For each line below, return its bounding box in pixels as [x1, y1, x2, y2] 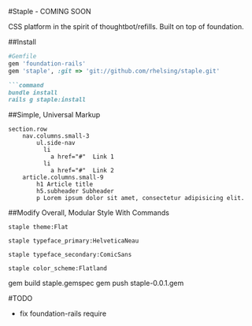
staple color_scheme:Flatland [8, 265, 108, 272]
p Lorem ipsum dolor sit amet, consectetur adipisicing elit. [36, 194, 245, 202]
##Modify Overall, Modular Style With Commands [8, 208, 169, 217]
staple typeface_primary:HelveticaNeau [8, 237, 139, 245]
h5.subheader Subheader [36, 187, 114, 195]
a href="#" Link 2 [50, 167, 114, 175]
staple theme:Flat [8, 224, 69, 232]
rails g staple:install [8, 96, 87, 104]
